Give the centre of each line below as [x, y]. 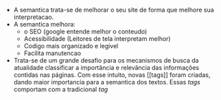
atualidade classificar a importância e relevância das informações [106, 68]
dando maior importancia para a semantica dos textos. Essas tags [107, 82]
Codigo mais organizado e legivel [71, 46]
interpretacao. [34, 17]
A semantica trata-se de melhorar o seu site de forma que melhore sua [114, 10]
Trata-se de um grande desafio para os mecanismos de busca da [106, 60]
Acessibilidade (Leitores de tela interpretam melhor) [97, 39]
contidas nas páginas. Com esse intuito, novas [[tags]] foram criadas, [112, 75]
